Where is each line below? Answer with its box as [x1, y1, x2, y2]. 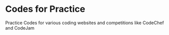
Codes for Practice [5, 3, 86, 15]
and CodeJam [5, 25, 35, 31]
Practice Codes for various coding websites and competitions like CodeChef [5, 20, 164, 26]
